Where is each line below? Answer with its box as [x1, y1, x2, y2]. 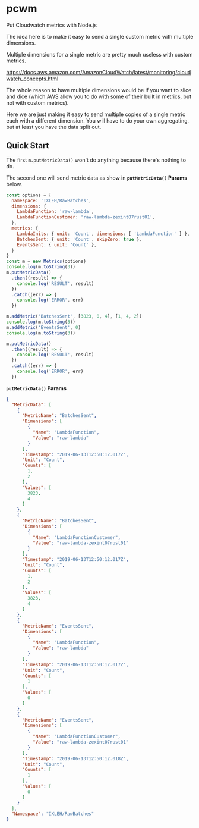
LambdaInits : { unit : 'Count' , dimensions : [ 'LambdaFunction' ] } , [17, 231, 190, 237]
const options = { [6, 192, 52, 198]
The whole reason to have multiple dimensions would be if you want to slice [6, 86, 192, 93]
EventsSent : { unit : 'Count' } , [17, 241, 97, 248]
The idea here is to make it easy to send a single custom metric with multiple [6, 33, 194, 40]
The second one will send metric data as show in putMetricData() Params [6, 174, 188, 181]
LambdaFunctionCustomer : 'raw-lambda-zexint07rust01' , [17, 214, 156, 220]
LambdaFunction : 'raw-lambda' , [17, 209, 94, 215]
